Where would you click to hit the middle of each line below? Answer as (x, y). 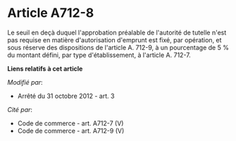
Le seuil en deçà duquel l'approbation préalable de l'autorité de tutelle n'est (117, 32)
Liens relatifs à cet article (45, 68)
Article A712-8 (51, 13)
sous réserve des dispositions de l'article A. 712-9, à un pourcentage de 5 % (118, 47)
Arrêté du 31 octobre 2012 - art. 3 (66, 96)
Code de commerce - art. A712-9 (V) (71, 130)
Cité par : (20, 109)
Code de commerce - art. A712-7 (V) (70, 123)
